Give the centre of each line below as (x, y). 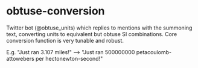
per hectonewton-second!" (69, 58)
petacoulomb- (154, 52)
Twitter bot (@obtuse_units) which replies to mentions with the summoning (99, 28)
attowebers (20, 58)
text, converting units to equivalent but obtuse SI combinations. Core (92, 34)
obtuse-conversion (56, 11)
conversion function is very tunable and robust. (65, 40)
